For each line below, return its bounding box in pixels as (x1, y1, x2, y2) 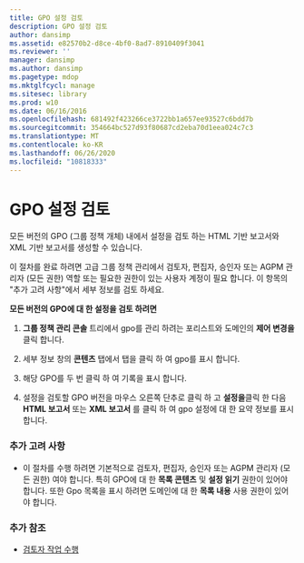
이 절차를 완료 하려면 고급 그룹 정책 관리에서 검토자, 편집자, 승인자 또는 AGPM (9, 261, 284, 273)
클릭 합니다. (22, 334, 65, 346)
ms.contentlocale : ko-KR (9, 140, 103, 149)
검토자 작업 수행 (22, 544, 79, 555)
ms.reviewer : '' (9, 47, 71, 56)
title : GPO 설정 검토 (9, 13, 83, 23)
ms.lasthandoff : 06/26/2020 (9, 148, 116, 157)
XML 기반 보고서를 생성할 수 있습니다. (9, 242, 143, 253)
